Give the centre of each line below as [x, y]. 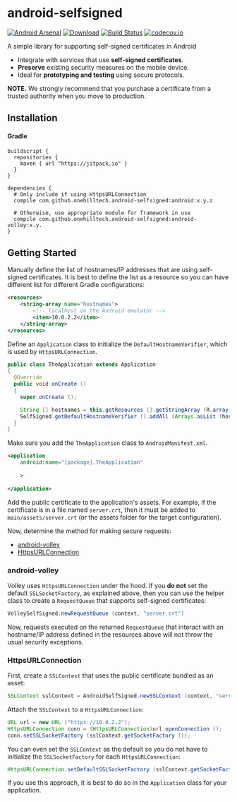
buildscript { [28, 151]
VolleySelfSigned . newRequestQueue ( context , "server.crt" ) [96, 613]
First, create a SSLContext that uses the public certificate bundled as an [110, 675]
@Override [28, 378]
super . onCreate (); [49, 397]
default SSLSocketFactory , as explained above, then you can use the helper [116, 593]
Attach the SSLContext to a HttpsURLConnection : [75, 709]
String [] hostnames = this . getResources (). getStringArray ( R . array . [126, 410]
